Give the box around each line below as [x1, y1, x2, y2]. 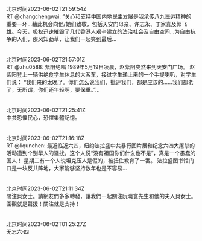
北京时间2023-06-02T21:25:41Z [6, 106, 86, 114]
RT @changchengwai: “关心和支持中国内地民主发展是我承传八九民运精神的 [6, 13, 192, 20]
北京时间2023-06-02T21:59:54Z [6, 5, 87, 12]
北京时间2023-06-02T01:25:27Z [6, 220, 86, 228]
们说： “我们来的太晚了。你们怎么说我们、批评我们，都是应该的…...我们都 [6, 79, 189, 86]
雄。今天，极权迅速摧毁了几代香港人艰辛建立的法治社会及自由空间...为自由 [6, 28, 191, 35]
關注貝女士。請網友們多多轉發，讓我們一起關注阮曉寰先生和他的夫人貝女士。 [6, 193, 197, 199]
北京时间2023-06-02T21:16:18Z [6, 135, 85, 141]
